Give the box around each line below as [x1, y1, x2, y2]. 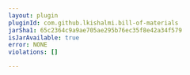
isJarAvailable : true [8, 33, 80, 42]
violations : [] [8, 48, 59, 56]
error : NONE [8, 41, 47, 49]
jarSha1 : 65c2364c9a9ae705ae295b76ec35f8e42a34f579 [8, 26, 182, 34]
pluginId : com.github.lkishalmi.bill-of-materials [8, 19, 179, 27]
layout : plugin [8, 11, 59, 20]
